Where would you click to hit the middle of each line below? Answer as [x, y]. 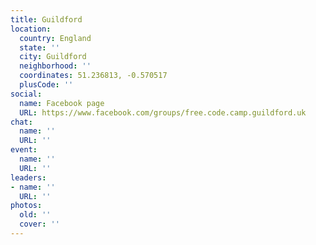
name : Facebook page [62, 103]
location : [31, 29]
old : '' [35, 215]
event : [24, 150]
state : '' [39, 47]
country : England [55, 38]
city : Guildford [53, 57]
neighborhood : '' [55, 66]
